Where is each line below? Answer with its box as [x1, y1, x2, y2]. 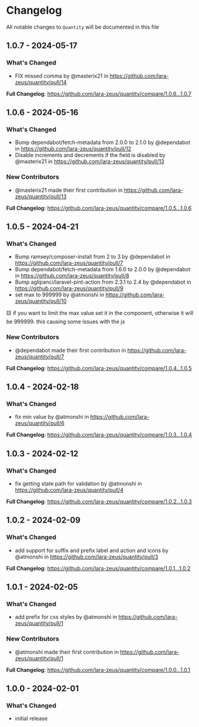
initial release [14, 715, 48, 722]
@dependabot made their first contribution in [14, 346, 127, 354]
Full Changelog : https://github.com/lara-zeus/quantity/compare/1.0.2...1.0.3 [6, 498, 192, 505]
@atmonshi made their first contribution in [14, 648, 119, 655]
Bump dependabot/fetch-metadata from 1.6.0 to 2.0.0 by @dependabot [14, 266, 191, 273]
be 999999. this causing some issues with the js [6, 318, 125, 326]
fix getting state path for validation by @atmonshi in [14, 480, 142, 487]
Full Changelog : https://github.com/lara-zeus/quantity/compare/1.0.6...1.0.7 [6, 90, 192, 97]
